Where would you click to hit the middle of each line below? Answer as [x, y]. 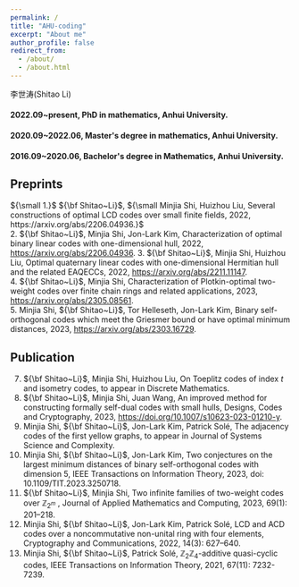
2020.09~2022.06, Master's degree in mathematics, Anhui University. [144, 136]
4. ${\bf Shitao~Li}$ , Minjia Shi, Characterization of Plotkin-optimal [133, 282]
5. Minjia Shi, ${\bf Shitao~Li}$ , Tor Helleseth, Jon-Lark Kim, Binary [134, 311]
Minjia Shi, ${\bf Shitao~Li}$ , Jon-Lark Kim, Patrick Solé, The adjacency [156, 427]
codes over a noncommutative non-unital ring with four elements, [143, 534]
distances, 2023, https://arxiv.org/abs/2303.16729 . [104, 329]
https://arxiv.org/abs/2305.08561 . [72, 301]
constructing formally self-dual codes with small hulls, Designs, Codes [153, 407]
